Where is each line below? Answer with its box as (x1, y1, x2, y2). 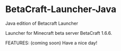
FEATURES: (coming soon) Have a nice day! (5, 39, 98, 46)
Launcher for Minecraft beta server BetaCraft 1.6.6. (5, 30, 112, 36)
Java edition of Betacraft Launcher (5, 20, 78, 26)
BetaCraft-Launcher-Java (5, 4, 116, 15)
